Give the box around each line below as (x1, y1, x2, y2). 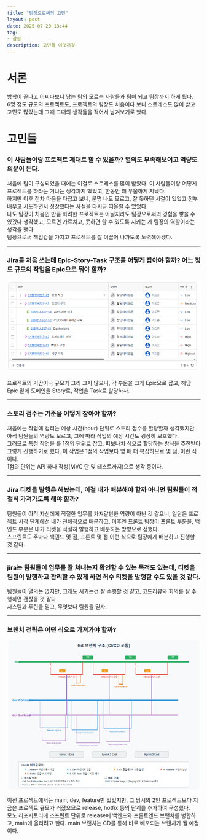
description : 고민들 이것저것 (7, 42, 76, 49)
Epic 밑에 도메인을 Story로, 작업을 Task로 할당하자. (7, 387, 130, 394)
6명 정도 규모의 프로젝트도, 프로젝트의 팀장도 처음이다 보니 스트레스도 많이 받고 (7, 100, 196, 107)
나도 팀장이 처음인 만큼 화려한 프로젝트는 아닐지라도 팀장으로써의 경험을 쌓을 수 (7, 211, 196, 218)
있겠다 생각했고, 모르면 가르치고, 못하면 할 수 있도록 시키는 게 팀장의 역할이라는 (7, 218, 195, 225)
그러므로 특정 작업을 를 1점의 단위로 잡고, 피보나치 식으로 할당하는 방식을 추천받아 (7, 440, 201, 448)
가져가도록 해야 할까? (20, 495, 79, 504)
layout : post (7, 16, 41, 23)
